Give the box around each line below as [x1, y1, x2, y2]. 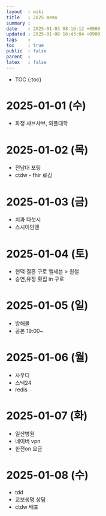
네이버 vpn [14, 438, 41, 445]
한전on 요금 [14, 445, 43, 452]
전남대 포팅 [14, 164, 41, 172]
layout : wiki [6, 8, 44, 15]
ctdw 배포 [14, 503, 39, 511]
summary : [6, 20, 31, 26]
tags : [6, 37, 31, 43]
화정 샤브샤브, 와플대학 [14, 120, 68, 127]
